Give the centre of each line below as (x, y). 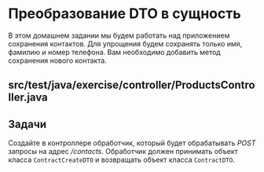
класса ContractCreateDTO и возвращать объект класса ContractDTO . (122, 160)
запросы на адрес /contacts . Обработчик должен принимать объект (123, 152)
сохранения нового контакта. (58, 60)
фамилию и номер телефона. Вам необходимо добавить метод (115, 52)
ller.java (28, 98)
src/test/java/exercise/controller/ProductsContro (132, 85)
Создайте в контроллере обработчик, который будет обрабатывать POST (132, 143)
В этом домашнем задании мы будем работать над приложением (119, 35)
